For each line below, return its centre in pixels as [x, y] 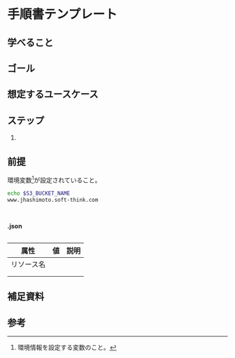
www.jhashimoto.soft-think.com [53, 200]
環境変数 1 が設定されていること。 [54, 179]
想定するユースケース [53, 94]
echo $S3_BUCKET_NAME [39, 193]
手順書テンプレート [62, 14]
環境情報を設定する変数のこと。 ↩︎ [67, 347]
